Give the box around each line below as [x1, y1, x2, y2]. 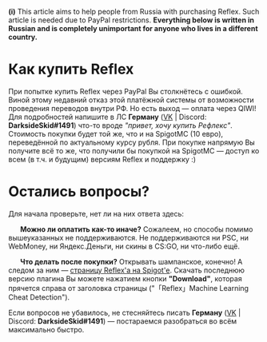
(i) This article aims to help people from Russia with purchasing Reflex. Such [8, 7, 260, 16]
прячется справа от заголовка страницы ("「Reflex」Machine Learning [8, 283, 249, 292]
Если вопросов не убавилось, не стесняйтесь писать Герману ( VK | [8, 308, 241, 317]
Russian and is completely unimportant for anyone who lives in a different [8, 24, 258, 33]
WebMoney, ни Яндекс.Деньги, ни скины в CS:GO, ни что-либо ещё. [8, 241, 240, 251]
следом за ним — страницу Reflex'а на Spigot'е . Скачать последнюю [8, 265, 245, 275]
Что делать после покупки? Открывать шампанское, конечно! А [19, 256, 243, 266]
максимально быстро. [8, 324, 85, 334]
